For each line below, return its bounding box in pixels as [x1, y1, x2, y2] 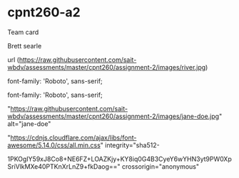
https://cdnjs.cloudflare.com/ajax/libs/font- [10, 133, 137, 142]
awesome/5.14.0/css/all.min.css [7, 140, 101, 150]
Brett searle [7, 41, 42, 50]
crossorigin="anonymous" [121, 162, 200, 171]
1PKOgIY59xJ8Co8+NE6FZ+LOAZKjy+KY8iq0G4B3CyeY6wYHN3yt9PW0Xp [7, 155, 232, 163]
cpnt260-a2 [7, 4, 81, 21]
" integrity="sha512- [100, 140, 160, 150]
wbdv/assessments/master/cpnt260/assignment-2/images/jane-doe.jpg [7, 112, 220, 120]
